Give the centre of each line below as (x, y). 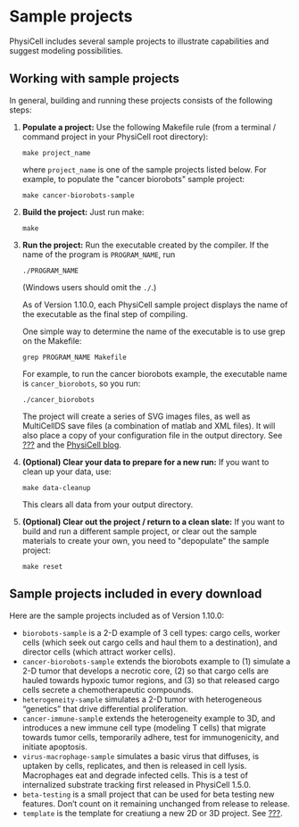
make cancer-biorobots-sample (79, 195)
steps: (21, 110)
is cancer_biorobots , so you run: (81, 383)
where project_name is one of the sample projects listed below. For (144, 169)
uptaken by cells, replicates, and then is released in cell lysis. (134, 765)
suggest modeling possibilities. (66, 50)
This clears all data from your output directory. (108, 504)
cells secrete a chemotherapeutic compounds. (108, 689)
